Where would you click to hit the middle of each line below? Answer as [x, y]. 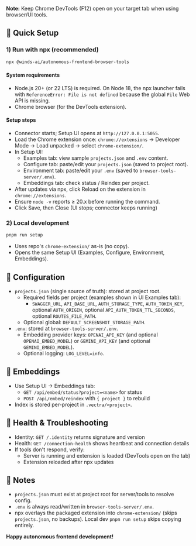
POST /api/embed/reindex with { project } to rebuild [87, 398]
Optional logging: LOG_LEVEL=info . [64, 353]
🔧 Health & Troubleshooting [57, 423]
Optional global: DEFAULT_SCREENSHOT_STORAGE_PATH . [84, 322]
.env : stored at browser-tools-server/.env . [66, 328]
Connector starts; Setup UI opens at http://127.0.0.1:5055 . [87, 133]
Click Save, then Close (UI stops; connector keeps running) [86, 208]
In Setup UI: [29, 152]
